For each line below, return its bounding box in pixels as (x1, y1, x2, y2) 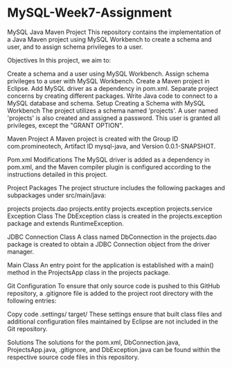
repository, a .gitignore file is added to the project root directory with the (7, 289, 213, 297)
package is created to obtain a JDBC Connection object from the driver (7, 240, 211, 248)
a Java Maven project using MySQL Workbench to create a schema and (7, 35, 213, 43)
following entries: (7, 296, 57, 305)
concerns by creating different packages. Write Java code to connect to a (7, 92, 218, 100)
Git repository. (7, 324, 48, 333)
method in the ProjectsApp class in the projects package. (7, 268, 170, 276)
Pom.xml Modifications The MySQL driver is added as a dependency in (7, 155, 210, 164)
